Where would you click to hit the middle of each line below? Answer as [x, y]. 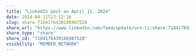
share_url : [19, 28]
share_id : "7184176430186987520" [47, 38]
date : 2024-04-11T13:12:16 [39, 17]
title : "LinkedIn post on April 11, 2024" [58, 11]
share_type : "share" [31, 33]
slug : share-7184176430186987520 [47, 22]
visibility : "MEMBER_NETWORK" [43, 44]
